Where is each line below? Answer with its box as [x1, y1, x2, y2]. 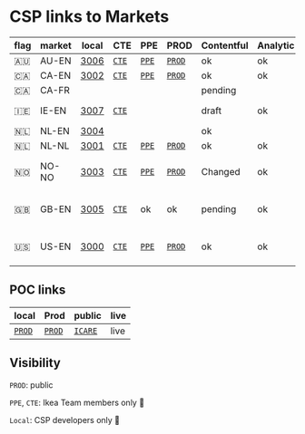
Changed [201, 165, 241, 178]
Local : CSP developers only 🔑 [9, 414, 121, 425]
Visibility [9, 355, 61, 371]
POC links [9, 283, 66, 298]
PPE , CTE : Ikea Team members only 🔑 [9, 397, 145, 408]
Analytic [257, 39, 295, 52]
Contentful [201, 39, 249, 52]
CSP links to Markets [9, 6, 170, 27]
